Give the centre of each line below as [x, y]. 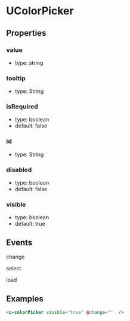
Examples [25, 299]
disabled [19, 170]
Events [19, 242]
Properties [26, 33]
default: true [30, 224]
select [14, 269]
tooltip [16, 78]
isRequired [22, 107]
